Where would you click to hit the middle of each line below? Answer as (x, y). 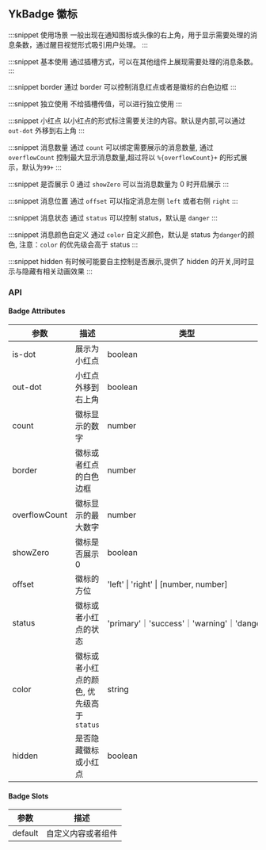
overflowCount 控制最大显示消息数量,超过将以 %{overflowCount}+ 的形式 (124, 157)
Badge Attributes (37, 311)
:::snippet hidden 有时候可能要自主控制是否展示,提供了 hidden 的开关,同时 (128, 261)
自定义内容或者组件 (82, 833)
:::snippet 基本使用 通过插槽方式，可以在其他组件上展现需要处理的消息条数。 (133, 61)
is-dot (24, 354)
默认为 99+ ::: (42, 167)
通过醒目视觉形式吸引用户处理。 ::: (92, 44)
